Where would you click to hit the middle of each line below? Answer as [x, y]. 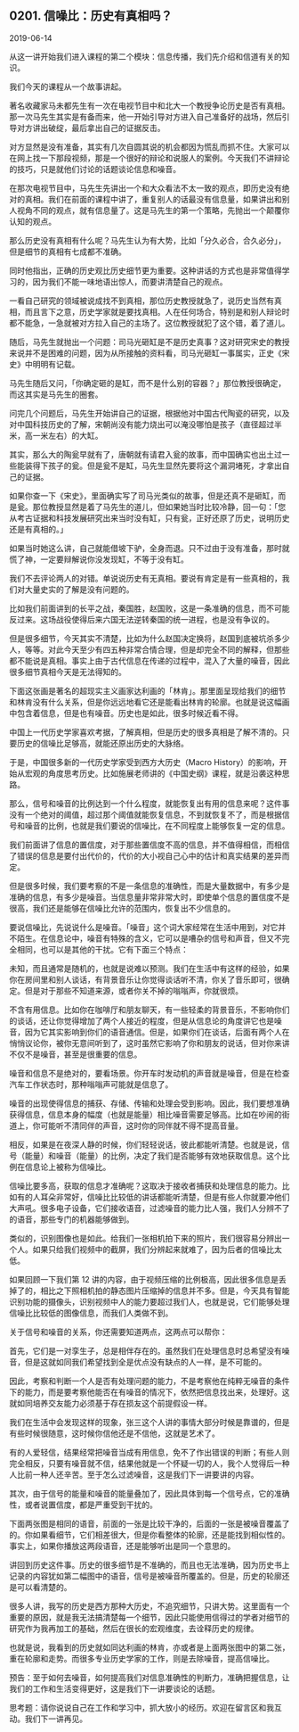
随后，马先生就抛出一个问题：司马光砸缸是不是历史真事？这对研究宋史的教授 [149, 342]
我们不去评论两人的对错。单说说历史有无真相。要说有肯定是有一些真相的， [145, 578]
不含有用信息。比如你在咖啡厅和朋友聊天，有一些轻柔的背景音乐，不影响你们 [149, 1010]
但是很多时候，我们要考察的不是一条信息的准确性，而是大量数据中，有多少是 [149, 886]
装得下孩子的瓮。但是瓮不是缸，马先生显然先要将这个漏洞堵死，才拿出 [153, 466]
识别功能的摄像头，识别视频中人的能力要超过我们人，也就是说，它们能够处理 [149, 1301]
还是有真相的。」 [39, 529]
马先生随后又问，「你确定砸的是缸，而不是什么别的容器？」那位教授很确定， [148, 383]
